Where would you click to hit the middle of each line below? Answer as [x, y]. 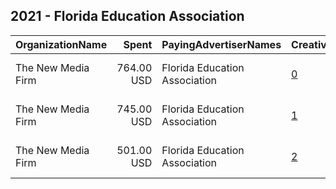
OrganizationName [61, 44]
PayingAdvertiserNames [221, 44]
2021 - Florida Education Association [127, 16]
